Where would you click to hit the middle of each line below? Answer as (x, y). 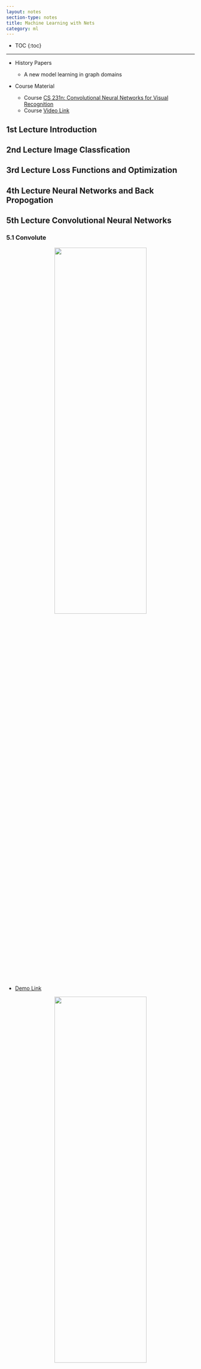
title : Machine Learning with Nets (51, 23)
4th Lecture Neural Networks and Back (80, 191)
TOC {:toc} (28, 46)
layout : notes (24, 12)
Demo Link (28, 988)
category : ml (22, 29)
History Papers (33, 63)
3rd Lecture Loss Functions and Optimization (92, 170)
